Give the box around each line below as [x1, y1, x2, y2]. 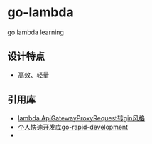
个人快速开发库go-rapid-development [17, 123, 129, 131]
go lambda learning [7, 28, 64, 36]
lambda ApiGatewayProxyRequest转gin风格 [17, 113, 146, 122]
